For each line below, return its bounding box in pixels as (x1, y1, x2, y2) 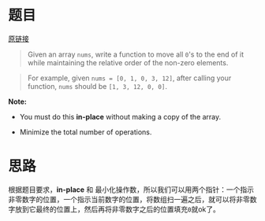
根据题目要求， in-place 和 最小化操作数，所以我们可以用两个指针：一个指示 (8, 185, 255, 194)
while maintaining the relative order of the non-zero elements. (27, 57, 229, 67)
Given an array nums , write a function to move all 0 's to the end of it (27, 50, 244, 59)
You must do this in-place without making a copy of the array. (19, 112, 222, 121)
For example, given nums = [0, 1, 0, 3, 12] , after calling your (27, 73, 232, 83)
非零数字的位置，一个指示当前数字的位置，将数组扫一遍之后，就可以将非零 (8, 194, 250, 204)
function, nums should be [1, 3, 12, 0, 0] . (27, 81, 168, 90)
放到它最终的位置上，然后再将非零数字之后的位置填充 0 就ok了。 (14, 204, 221, 214)
